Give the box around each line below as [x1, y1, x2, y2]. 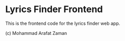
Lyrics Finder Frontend [5, 4, 103, 15]
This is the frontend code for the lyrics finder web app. [5, 20, 120, 26]
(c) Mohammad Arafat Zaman [5, 30, 67, 36]
